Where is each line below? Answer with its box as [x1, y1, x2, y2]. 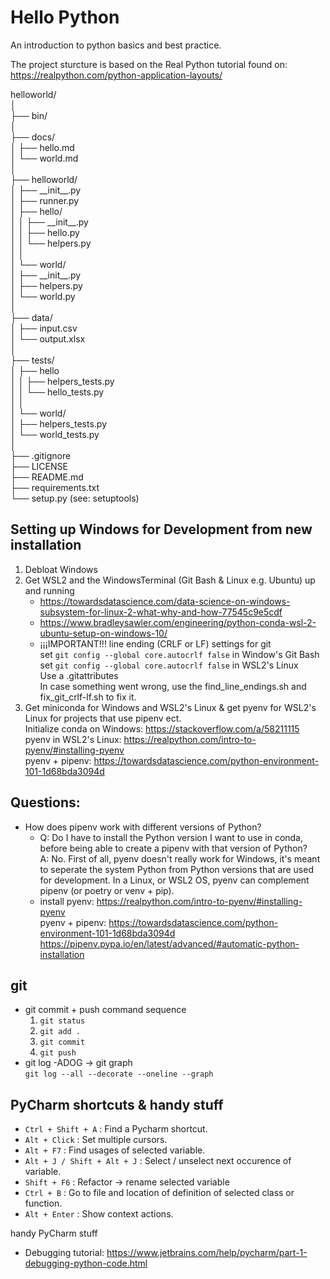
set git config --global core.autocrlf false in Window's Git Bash [39, 648, 320, 660]
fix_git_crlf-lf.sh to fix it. [39, 691, 137, 703]
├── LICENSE [10, 460, 68, 472]
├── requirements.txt [10, 481, 100, 493]
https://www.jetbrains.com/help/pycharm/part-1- [106, 1247, 308, 1259]
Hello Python [10, 6, 120, 29]
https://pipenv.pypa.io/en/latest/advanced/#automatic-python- [39, 937, 300, 950]
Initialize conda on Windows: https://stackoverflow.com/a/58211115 [24, 722, 300, 735]
